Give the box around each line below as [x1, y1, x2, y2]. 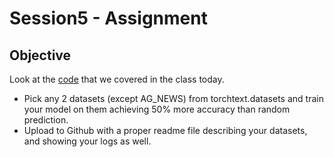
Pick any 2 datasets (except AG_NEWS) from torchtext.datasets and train [23, 93, 324, 104]
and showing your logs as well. [23, 135, 152, 147]
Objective [9, 47, 72, 64]
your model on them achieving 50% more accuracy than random [23, 103, 291, 115]
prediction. [23, 114, 69, 126]
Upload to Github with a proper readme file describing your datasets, [23, 125, 308, 136]
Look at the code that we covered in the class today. [9, 73, 225, 85]
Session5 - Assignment [9, 7, 208, 30]
